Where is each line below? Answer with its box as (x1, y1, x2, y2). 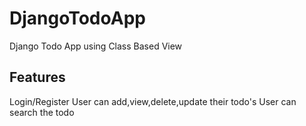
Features (9, 69, 66, 86)
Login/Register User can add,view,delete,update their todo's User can (9, 95, 297, 107)
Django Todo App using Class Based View (9, 40, 183, 52)
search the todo (9, 106, 75, 118)
